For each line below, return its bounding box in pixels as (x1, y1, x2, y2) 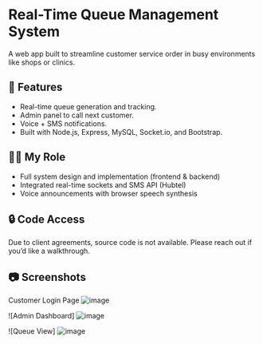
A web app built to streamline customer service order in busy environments (8, 49, 256, 58)
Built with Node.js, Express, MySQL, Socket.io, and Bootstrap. (19, 127, 223, 136)
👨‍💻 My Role (8, 150, 66, 164)
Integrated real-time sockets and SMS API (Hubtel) (19, 180, 186, 189)
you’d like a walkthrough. (8, 246, 90, 256)
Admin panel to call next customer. (19, 110, 134, 120)
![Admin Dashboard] (8, 311, 75, 321)
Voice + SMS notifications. (19, 118, 108, 129)
